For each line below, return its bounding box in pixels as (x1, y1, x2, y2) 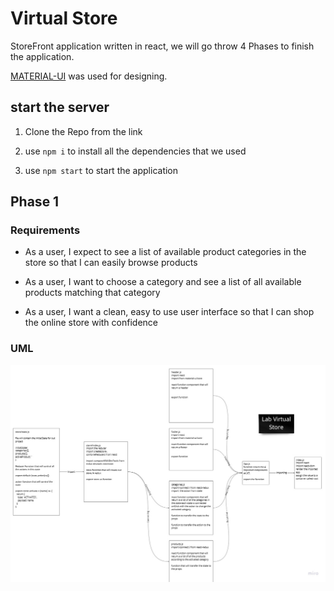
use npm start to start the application (24, 164, 179, 176)
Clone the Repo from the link (24, 125, 143, 137)
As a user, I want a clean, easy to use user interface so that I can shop (24, 306, 315, 318)
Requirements (10, 223, 81, 237)
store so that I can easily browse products (24, 257, 198, 269)
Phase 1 (10, 193, 60, 211)
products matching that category (24, 287, 161, 299)
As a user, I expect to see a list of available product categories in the (24, 246, 307, 258)
